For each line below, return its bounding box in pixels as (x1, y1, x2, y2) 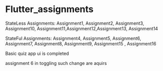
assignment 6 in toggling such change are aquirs (5, 60, 107, 66)
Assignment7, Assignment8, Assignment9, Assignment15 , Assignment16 (5, 40, 156, 46)
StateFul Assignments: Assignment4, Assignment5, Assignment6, (5, 35, 142, 41)
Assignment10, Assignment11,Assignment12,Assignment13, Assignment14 (5, 25, 158, 31)
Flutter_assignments (5, 4, 94, 15)
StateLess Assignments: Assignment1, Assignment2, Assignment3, (5, 20, 144, 26)
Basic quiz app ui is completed (5, 50, 69, 56)
